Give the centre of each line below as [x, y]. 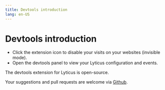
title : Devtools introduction [36, 10]
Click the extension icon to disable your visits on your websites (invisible [86, 52]
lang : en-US [17, 14]
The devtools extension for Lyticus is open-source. [57, 73]
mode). [20, 58]
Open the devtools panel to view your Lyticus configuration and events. [85, 63]
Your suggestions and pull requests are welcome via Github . [66, 82]
